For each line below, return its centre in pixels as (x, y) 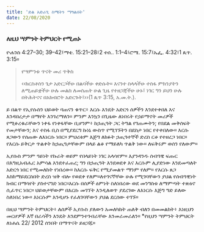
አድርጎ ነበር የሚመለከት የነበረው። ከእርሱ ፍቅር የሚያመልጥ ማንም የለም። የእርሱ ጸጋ (91, 169)
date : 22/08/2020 (28, 18)
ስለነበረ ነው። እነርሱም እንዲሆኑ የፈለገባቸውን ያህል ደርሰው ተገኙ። (72, 197)
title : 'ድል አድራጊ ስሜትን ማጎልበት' (46, 12)
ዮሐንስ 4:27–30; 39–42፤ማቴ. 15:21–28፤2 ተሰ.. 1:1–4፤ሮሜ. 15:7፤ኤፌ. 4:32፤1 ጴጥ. (99, 52)
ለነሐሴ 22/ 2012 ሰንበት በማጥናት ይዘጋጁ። (51, 222)
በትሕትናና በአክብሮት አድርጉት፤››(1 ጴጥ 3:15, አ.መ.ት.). (78, 97)
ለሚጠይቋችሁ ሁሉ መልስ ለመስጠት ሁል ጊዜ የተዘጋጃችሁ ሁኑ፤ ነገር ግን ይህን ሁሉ (101, 90)
